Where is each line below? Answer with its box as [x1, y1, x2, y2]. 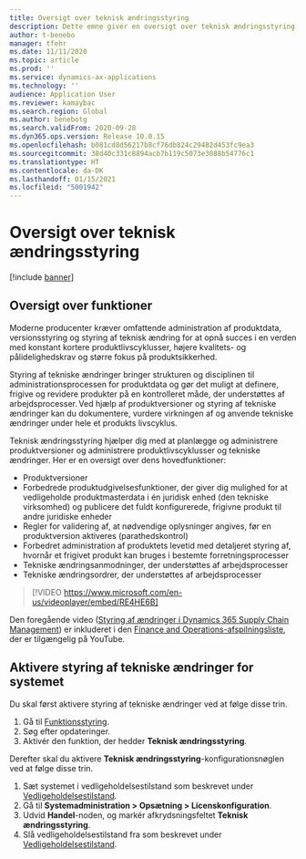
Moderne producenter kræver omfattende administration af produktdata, [9, 322, 282, 333]
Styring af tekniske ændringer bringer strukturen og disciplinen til [9, 368, 255, 379]
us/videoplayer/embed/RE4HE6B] [31, 596, 159, 607]
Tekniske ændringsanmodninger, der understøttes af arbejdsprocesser [22, 559, 289, 570]
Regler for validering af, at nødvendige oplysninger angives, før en [22, 521, 271, 532]
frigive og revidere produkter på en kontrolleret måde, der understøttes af [9, 388, 285, 399]
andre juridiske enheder [22, 511, 112, 522]
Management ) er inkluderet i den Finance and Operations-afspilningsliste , [9, 624, 286, 635]
